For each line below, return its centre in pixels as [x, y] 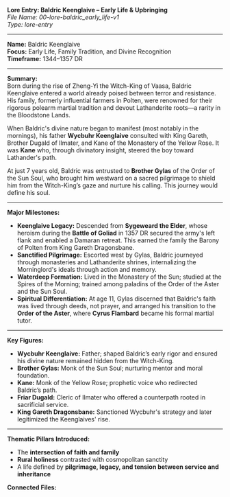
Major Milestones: [34, 212]
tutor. [24, 321]
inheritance [34, 474]
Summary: [22, 79]
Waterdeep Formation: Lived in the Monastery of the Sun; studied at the [119, 277]
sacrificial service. [43, 405]
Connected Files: [32, 487]
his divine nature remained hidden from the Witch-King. [95, 361]
